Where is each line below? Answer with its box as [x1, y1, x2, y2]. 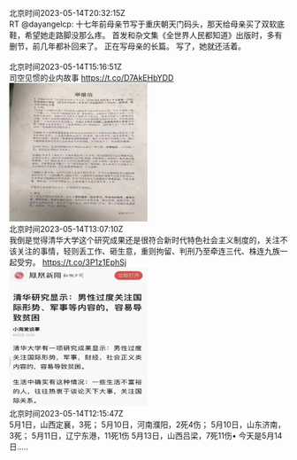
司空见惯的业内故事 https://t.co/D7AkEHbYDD [9, 73, 174, 82]
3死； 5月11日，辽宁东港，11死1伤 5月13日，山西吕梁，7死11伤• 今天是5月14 [9, 431, 283, 441]
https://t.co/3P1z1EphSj [42, 257, 126, 268]
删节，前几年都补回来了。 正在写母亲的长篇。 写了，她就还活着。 [9, 41, 246, 51]
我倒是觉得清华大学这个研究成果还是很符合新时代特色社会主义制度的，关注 [9, 235, 280, 246]
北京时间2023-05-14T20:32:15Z [9, 8, 126, 18]
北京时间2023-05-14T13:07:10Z [9, 224, 124, 234]
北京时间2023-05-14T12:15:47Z [9, 409, 124, 418]
